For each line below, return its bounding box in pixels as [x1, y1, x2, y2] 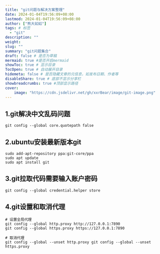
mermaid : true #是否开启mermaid [5, 58, 69, 63]
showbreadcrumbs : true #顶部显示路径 [5, 81, 79, 86]
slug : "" [5, 44, 23, 49]
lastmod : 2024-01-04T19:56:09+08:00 [5, 16, 80, 21]
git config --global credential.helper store [5, 188, 100, 193]
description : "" [5, 35, 39, 40]
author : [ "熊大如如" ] [5, 21, 47, 26]
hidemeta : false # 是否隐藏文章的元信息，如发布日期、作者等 [5, 72, 119, 77]
